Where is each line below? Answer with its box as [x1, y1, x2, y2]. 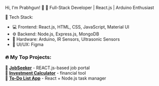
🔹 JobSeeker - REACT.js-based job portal [5, 65, 90, 71]
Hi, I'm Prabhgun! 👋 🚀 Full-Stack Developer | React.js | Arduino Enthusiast [5, 5, 154, 10]
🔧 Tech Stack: [5, 14, 33, 20]
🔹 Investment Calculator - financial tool [5, 70, 86, 76]
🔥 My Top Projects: [5, 54, 52, 60]
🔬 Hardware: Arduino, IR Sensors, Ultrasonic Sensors [12, 36, 120, 42]
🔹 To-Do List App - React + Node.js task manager [5, 75, 106, 81]
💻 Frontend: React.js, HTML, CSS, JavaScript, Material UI [12, 24, 129, 29]
